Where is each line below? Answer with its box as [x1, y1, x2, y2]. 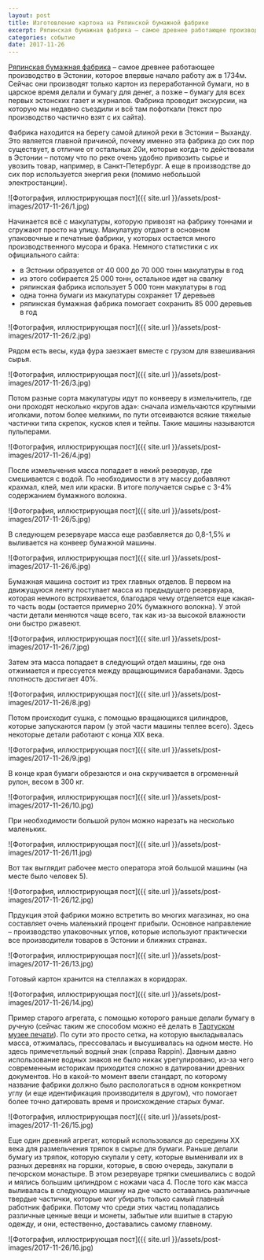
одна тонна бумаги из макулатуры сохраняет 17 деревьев [19, 290, 215, 300]
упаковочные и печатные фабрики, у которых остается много [8, 234, 216, 243]
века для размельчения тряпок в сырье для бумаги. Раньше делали [8, 1144, 238, 1154]
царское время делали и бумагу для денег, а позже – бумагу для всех [8, 87, 246, 97]
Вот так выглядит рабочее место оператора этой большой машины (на [8, 863, 247, 873]
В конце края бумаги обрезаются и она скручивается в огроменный [8, 769, 239, 778]
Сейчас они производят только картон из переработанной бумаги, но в [8, 79, 250, 89]
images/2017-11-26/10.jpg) [8, 800, 94, 811]
